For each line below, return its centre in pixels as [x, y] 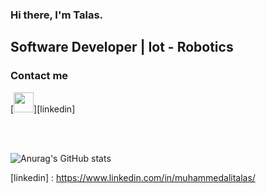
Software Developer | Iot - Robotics [122, 47]
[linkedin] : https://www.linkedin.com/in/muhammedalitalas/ [133, 177]
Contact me [39, 76]
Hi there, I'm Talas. [57, 15]
